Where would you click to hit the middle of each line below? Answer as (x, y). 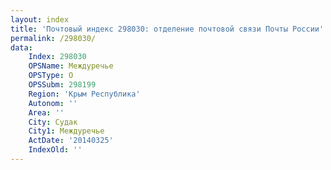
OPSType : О (51, 76)
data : (21, 47)
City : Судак (53, 122)
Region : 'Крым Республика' (84, 94)
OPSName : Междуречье (71, 66)
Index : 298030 (57, 57)
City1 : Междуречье (66, 131)
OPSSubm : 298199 (62, 85)
